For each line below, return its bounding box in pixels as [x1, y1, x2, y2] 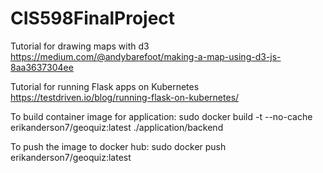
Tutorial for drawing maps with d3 [10, 40, 150, 52]
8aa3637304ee [10, 61, 74, 73]
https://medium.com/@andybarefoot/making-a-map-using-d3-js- [10, 50, 282, 62]
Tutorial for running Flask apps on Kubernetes [10, 80, 200, 92]
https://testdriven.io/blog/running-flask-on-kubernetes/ [10, 91, 240, 103]
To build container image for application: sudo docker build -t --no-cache [10, 110, 313, 122]
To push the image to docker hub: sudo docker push [10, 140, 227, 152]
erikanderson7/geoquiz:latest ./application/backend [10, 121, 224, 133]
